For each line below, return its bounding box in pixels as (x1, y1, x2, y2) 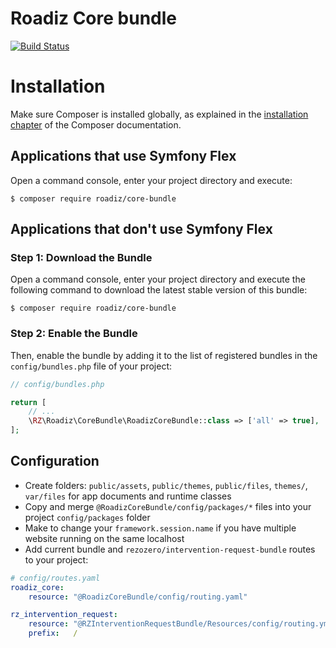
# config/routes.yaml (10, 573, 101, 583)
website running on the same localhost (24, 532, 185, 544)
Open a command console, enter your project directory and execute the (10, 273, 306, 286)
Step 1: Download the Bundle (10, 251, 153, 264)
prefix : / (28, 628, 78, 639)
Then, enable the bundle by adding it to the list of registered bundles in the (10, 349, 318, 361)
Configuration (10, 453, 100, 470)
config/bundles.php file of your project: (10, 360, 173, 372)
